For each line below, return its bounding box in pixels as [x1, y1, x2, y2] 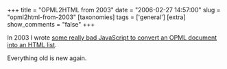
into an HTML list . [7, 41, 57, 49]
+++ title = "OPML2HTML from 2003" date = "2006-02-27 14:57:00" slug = [7, 6, 221, 14]
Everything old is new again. [7, 54, 87, 62]
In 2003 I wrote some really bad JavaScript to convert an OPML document [7, 33, 217, 42]
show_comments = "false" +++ [7, 20, 95, 28]
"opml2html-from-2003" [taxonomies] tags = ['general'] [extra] [7, 13, 187, 21]
